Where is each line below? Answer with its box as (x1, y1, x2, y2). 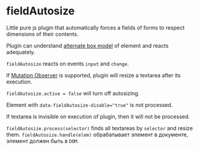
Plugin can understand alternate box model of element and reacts (6, 42, 169, 49)
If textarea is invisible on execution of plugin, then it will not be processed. (6, 113, 191, 120)
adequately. (6, 48, 35, 55)
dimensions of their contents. (6, 30, 79, 37)
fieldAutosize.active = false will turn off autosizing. (6, 89, 140, 97)
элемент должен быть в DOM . (6, 137, 79, 145)
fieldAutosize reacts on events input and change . (6, 60, 129, 67)
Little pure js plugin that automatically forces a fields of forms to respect (6, 24, 185, 31)
